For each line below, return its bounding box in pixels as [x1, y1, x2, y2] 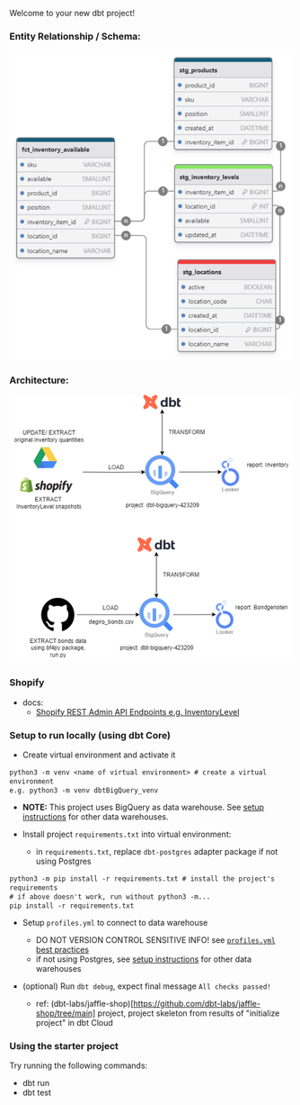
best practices [35, 944, 90, 955]
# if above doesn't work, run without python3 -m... [9, 892, 211, 901]
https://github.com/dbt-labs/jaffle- [133, 998, 260, 1009]
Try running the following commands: [9, 1060, 148, 1071]
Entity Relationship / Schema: [9, 30, 141, 42]
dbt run [22, 1078, 50, 1089]
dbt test [22, 1087, 52, 1098]
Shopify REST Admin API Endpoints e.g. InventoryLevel [35, 706, 240, 717]
